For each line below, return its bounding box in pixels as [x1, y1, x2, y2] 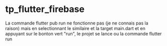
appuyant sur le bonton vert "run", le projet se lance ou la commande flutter [5, 30, 162, 36]
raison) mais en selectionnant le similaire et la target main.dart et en [5, 25, 146, 31]
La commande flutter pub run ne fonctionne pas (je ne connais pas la [5, 20, 148, 26]
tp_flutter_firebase [5, 3, 85, 15]
